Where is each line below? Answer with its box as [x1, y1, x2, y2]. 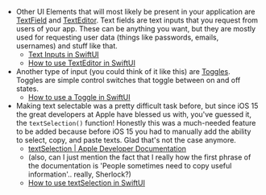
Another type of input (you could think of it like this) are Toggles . [15, 67, 231, 76]
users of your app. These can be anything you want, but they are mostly [15, 24, 256, 33]
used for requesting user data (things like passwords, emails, [15, 32, 219, 42]
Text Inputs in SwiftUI [27, 50, 99, 59]
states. [15, 84, 39, 93]
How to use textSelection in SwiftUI [27, 178, 146, 188]
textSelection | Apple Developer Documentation [27, 144, 187, 153]
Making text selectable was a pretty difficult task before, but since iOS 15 [15, 101, 259, 110]
